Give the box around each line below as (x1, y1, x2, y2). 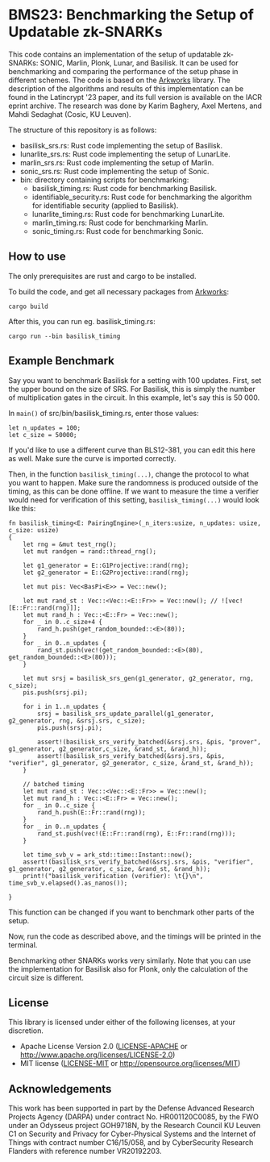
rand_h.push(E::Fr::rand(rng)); (37, 808, 147, 816)
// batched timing (23, 780, 85, 788)
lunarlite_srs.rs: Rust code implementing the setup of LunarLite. (19, 149, 231, 159)
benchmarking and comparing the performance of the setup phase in (8, 66, 239, 76)
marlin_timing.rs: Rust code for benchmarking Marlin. (31, 218, 209, 227)
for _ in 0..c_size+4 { (23, 618, 103, 626)
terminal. (8, 939, 38, 949)
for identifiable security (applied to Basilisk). (31, 200, 179, 210)
